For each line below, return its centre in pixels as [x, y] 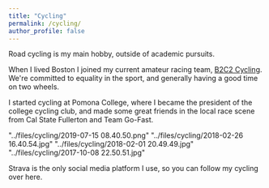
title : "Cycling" [38, 16]
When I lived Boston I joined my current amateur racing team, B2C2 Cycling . [135, 70]
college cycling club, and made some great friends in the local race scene [132, 111]
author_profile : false [47, 31]
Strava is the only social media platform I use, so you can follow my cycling [134, 169]
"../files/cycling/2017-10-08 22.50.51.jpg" [77, 153]
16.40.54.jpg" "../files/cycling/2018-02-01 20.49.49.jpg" [101, 144]
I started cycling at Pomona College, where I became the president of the [130, 103]
